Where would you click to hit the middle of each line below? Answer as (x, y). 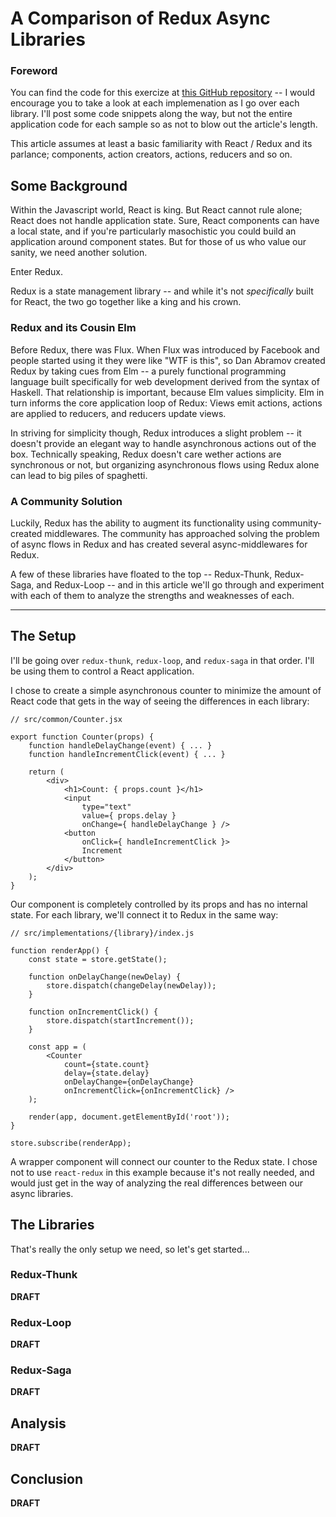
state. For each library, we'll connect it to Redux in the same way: (144, 914)
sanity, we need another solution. (79, 253)
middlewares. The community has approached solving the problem (182, 533)
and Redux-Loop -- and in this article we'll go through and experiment (180, 584)
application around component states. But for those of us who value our (158, 242)
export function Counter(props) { (82, 737)
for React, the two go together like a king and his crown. (126, 302)
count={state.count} (106, 1064)
